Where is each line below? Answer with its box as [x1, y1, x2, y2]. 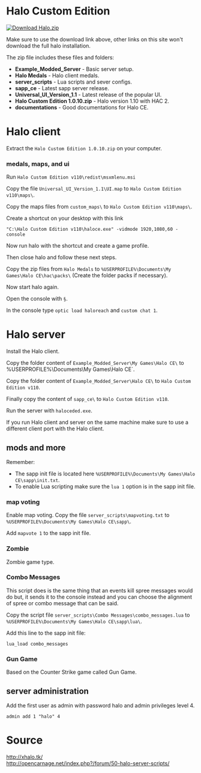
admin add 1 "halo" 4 [6, 713, 61, 720]
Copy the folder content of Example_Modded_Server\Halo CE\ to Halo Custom [6, 377, 191, 385]
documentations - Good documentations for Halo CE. [14, 103, 149, 111]
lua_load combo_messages [6, 641, 68, 647]
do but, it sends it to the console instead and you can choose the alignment [6, 593, 193, 600]
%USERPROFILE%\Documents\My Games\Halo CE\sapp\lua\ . [6, 617, 142, 625]
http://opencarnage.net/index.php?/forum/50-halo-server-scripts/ [6, 759, 170, 767]
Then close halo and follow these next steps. [6, 254, 117, 261]
